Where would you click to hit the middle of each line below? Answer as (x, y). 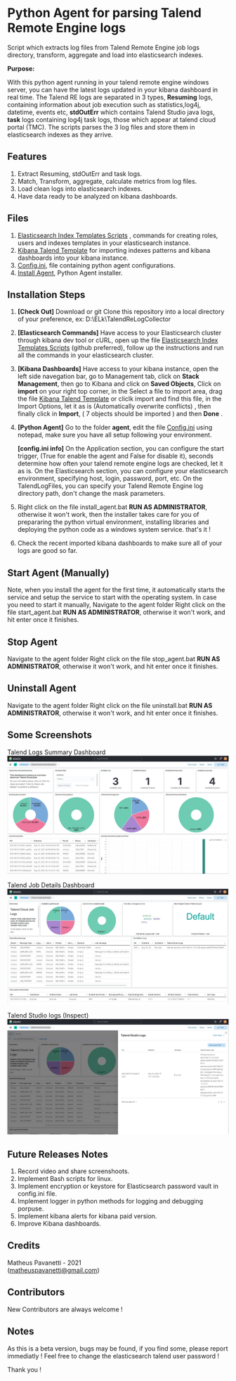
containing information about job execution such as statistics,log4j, (104, 104)
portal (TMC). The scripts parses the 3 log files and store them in (101, 127)
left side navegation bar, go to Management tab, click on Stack (108, 376)
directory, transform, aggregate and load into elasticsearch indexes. (105, 55)
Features (27, 157)
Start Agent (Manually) (59, 573)
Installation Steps (46, 295)
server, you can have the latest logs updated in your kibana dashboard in (113, 89)
